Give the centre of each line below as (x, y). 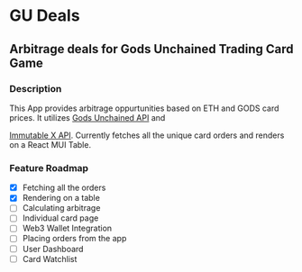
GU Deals (45, 16)
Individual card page (60, 218)
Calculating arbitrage (61, 208)
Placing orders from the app (74, 239)
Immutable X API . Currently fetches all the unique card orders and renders (147, 135)
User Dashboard (53, 249)
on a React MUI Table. (50, 144)
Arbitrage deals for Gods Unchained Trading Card (151, 49)
